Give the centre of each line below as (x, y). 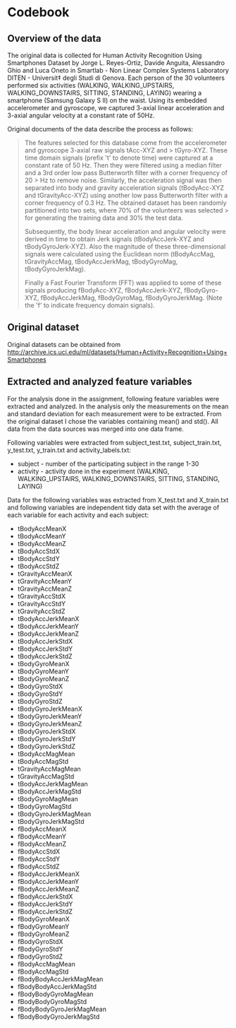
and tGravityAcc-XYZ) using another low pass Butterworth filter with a (126, 195)
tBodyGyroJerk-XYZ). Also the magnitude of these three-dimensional (125, 247)
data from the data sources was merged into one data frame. (96, 429)
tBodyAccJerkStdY (45, 649)
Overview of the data (55, 39)
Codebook (38, 12)
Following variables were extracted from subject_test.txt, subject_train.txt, (114, 442)
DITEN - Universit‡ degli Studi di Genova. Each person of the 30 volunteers (116, 78)
